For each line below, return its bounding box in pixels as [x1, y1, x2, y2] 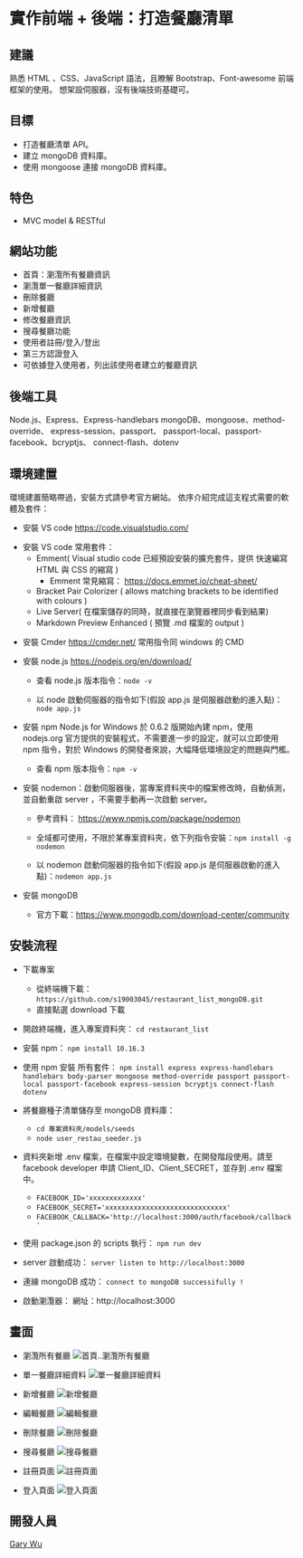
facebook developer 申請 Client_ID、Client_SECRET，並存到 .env [22, 1162, 265, 1173]
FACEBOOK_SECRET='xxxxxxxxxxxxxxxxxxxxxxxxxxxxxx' [35, 1202, 232, 1212]
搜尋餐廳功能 [22, 326, 71, 337]
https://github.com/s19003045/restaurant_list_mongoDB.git [35, 994, 264, 1004]
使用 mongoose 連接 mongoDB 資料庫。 [22, 161, 172, 172]
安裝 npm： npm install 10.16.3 [22, 1042, 145, 1053]
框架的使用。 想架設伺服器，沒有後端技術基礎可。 [9, 84, 194, 95]
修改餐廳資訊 [22, 314, 71, 326]
